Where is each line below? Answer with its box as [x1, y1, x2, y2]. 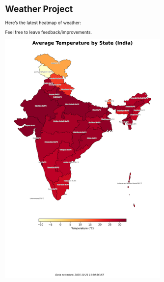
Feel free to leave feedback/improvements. [5, 29, 92, 35]
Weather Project [5, 3, 73, 15]
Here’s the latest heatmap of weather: [5, 20, 81, 26]
